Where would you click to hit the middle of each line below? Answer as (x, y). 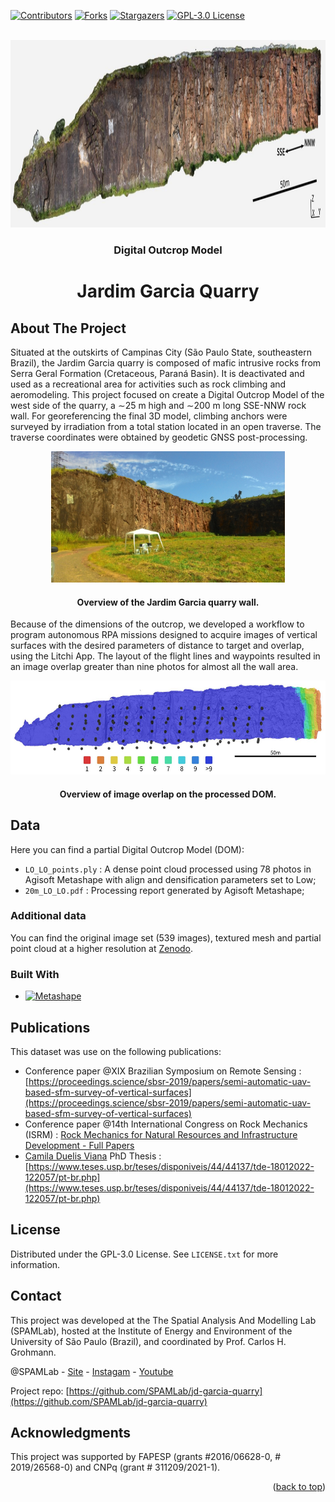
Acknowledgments (71, 1432)
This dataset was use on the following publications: (116, 1051)
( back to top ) (299, 1487)
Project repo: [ (40, 1391)
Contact (36, 1296)
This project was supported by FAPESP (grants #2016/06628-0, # (146, 1457)
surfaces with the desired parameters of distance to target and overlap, (157, 646)
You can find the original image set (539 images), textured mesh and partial (166, 937)
